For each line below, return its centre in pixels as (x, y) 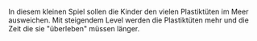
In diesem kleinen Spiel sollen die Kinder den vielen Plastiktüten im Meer (128, 12)
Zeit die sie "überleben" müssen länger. (74, 29)
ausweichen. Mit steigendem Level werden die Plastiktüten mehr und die (129, 20)
